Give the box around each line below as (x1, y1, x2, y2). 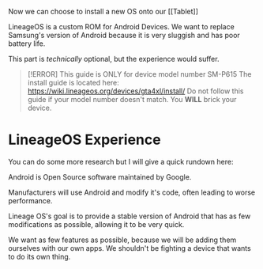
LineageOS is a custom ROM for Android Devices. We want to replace (8, 22, 235, 31)
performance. (8, 195, 53, 205)
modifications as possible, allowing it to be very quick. (8, 219, 185, 229)
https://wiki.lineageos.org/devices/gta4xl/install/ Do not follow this (27, 86, 244, 96)
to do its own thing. (8, 252, 71, 261)
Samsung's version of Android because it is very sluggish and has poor (8, 31, 241, 40)
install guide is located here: (27, 78, 120, 87)
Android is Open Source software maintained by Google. (8, 172, 192, 181)
